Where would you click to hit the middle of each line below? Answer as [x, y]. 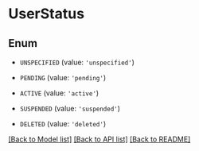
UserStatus [47, 14]
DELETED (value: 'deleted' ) [62, 124]
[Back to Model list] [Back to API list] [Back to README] [99, 139]
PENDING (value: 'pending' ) [62, 77]
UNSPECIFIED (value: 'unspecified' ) [77, 62]
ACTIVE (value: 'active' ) [59, 93]
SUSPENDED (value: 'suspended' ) [70, 108]
